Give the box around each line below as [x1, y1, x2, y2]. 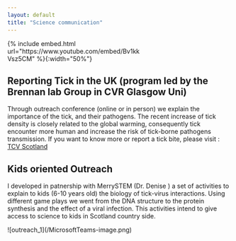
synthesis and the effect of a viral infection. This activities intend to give [7, 204, 218, 213]
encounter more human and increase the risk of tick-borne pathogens [7, 128, 211, 136]
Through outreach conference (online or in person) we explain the [7, 105, 200, 113]
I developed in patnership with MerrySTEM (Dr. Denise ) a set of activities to [7, 181, 230, 191]
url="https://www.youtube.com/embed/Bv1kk [7, 47, 140, 55]
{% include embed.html [7, 39, 76, 47]
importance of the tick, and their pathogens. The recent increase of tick [7, 112, 216, 120]
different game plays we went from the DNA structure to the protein [7, 197, 205, 206]
